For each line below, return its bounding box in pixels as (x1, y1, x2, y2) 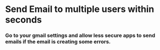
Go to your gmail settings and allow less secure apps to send (5, 32, 155, 39)
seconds (5, 14, 42, 25)
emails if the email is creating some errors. (5, 38, 111, 45)
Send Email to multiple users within (5, 3, 154, 15)
